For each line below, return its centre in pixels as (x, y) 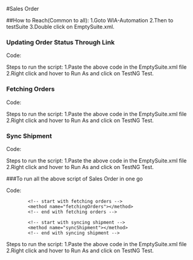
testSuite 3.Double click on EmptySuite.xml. (60, 27)
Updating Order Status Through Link (61, 42)
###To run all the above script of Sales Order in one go (74, 178)
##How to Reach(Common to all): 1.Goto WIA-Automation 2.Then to (90, 20)
